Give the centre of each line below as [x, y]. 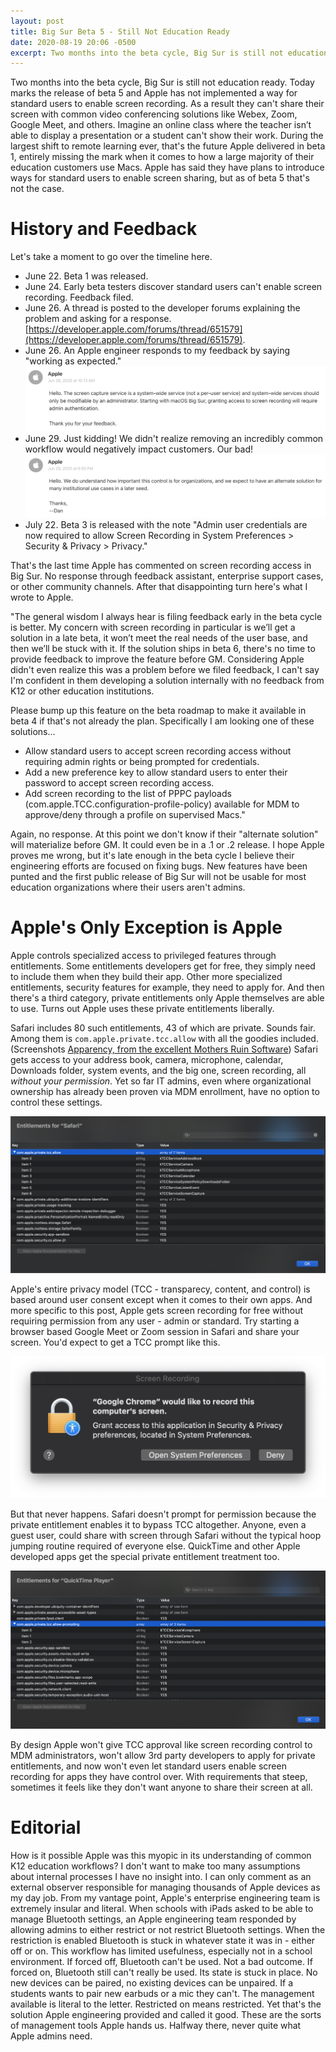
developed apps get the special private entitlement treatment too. [145, 1557]
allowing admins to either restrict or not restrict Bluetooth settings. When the [168, 1929]
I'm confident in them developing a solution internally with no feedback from [167, 681]
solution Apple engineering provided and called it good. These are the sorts [166, 2014]
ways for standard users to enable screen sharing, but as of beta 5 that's [160, 178]
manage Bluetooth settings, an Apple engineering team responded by [153, 1919]
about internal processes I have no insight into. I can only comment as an [161, 1876]
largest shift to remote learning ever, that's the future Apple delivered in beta [168, 146]
